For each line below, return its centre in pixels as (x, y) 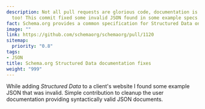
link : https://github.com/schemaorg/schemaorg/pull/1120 (80, 35)
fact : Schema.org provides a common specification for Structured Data (99, 23)
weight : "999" (24, 69)
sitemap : (17, 40)
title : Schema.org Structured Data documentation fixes (79, 63)
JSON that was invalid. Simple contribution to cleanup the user (85, 93)
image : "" (19, 29)
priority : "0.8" (32, 47)
